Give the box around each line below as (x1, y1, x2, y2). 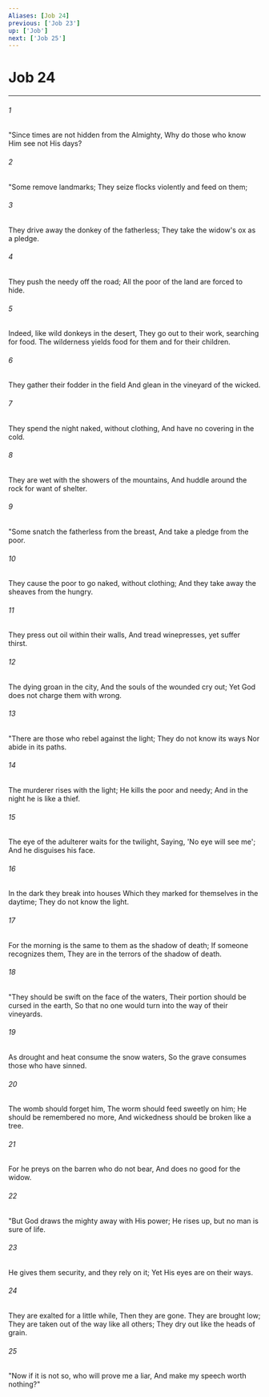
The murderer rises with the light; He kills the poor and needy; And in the (8, 785, 248, 795)
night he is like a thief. (8, 794, 81, 804)
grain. (8, 1328, 28, 1338)
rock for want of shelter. (8, 483, 88, 493)
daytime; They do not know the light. (8, 897, 130, 906)
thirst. (8, 639, 28, 648)
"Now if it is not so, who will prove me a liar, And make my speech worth (8, 1371, 247, 1381)
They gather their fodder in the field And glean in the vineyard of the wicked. (8, 380, 261, 390)
